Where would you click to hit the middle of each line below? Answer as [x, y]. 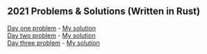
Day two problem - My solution [51, 35]
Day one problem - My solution [51, 28]
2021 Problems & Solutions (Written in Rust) [104, 11]
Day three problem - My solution [54, 43]
